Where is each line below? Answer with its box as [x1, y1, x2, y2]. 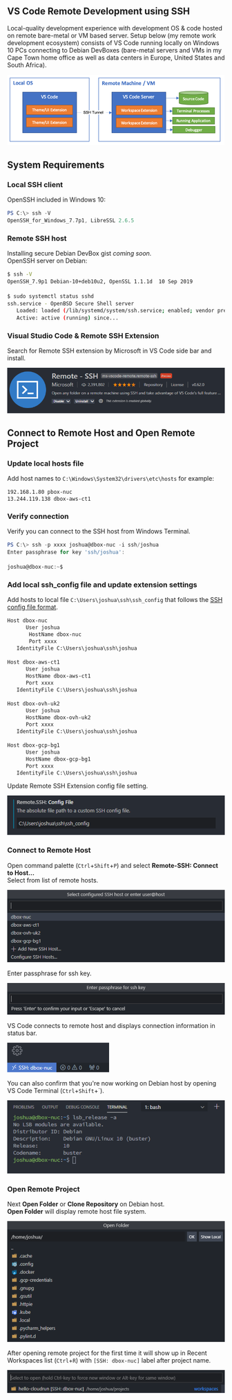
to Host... [7, 869, 35, 877]
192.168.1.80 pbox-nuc [7, 488, 72, 496]
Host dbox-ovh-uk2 [7, 700, 60, 707]
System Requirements [7, 159, 105, 170]
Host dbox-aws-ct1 [7, 659, 60, 666]
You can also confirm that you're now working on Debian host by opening [7, 1079, 216, 1088]
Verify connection [7, 512, 69, 522]
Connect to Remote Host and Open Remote [7, 427, 195, 438]
